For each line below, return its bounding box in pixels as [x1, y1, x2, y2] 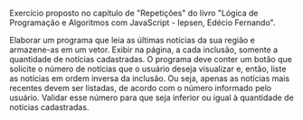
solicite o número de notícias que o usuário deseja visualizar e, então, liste [9, 63, 287, 74]
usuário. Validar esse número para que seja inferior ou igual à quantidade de [9, 92, 294, 103]
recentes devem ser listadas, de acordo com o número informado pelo [9, 83, 272, 93]
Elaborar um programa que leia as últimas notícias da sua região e [9, 35, 255, 45]
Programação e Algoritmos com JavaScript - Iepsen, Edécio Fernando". [9, 17, 276, 28]
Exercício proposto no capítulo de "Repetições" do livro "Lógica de [9, 8, 260, 18]
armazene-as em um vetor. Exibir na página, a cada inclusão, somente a [9, 44, 279, 55]
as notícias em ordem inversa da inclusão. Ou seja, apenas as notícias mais [9, 73, 290, 84]
